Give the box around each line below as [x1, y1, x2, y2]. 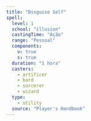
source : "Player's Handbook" [12, 105, 86, 112]
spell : [6, 15, 23, 21]
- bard [17, 77, 34, 83]
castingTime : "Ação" [12, 32, 64, 38]
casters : [12, 65, 34, 72]
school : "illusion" [12, 26, 61, 32]
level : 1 [12, 20, 34, 26]
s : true [17, 54, 36, 61]
